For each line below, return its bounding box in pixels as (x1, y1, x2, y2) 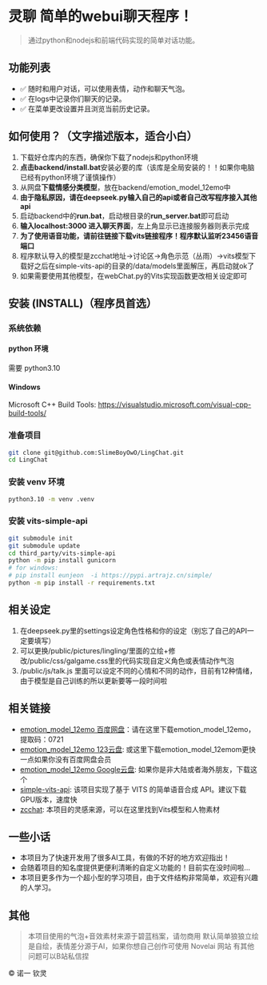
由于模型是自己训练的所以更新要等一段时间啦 (19, 676, 168, 685)
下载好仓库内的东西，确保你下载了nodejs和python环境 (19, 152, 198, 162)
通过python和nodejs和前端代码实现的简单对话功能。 (27, 35, 200, 45)
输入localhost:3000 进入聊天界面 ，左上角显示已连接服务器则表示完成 (19, 221, 250, 231)
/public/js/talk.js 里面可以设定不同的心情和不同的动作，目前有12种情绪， (19, 665, 257, 675)
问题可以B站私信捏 (27, 951, 90, 961)
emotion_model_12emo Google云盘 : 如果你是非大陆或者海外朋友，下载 (19, 764, 251, 774)
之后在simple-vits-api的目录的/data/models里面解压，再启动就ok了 (34, 261, 255, 271)
